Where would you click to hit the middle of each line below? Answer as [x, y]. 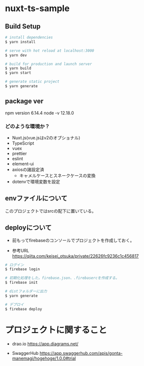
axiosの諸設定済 [28, 169]
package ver [24, 101]
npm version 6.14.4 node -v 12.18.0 [40, 113]
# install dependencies [29, 37]
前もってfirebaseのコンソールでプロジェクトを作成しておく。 [73, 240]
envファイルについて [36, 198]
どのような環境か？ [27, 126]
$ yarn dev [16, 55]
